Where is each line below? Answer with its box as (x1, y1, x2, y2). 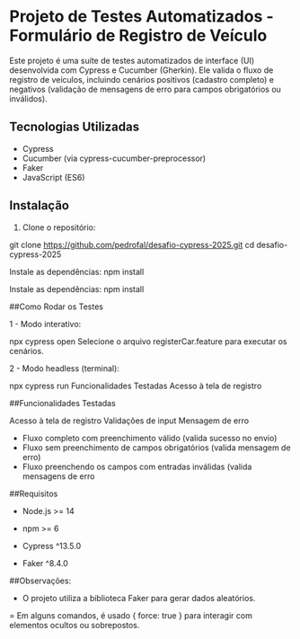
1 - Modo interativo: (9, 318, 82, 329)
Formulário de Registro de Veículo (9, 25, 268, 46)
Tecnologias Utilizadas (9, 120, 140, 135)
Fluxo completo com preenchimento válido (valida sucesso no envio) (22, 432, 278, 443)
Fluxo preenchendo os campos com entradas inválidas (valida (22, 461, 252, 472)
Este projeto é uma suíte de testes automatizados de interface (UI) (9, 55, 255, 66)
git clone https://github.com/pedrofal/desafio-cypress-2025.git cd (9, 239, 255, 250)
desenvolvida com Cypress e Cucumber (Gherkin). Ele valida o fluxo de (9, 65, 274, 75)
